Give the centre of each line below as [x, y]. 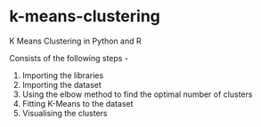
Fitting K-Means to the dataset [77, 103]
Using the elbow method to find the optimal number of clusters [137, 94]
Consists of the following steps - [69, 58]
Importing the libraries [63, 75]
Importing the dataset [62, 84]
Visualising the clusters [65, 113]
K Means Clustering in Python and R [75, 41]
